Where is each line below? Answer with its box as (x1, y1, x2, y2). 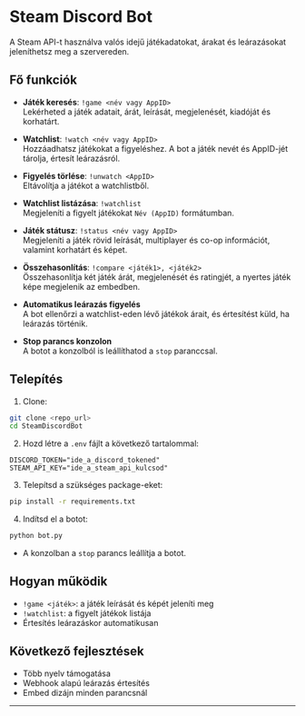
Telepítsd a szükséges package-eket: (22, 480, 163, 491)
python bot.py (9, 532, 64, 541)
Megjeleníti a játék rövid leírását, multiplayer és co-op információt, (22, 234, 271, 245)
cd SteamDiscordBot (9, 422, 84, 431)
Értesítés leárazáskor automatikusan (22, 617, 159, 628)
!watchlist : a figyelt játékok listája (22, 607, 152, 619)
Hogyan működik (9, 574, 108, 590)
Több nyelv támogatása (22, 668, 112, 679)
